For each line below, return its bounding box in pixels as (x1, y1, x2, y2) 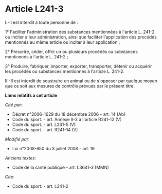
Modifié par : (5, 136, 30, 142)
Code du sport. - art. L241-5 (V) (12, 122, 76, 127)
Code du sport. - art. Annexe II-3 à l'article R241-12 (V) (12, 116, 122, 122)
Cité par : (5, 102, 23, 107)
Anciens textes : (5, 155, 36, 161)
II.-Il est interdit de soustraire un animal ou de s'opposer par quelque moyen (5, 78, 157, 84)
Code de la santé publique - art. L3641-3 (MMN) (12, 164, 109, 170)
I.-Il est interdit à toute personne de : (5, 19, 78, 25)
